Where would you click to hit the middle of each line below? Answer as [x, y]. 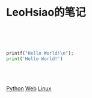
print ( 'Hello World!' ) [35, 59]
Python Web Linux [29, 88]
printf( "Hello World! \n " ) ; [40, 53]
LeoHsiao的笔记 [46, 12]
